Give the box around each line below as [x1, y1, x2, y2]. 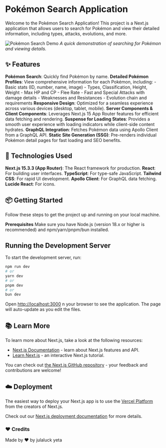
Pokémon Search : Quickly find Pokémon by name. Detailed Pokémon [5, 73, 149, 79]
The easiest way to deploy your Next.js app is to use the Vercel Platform [5, 398, 154, 404]
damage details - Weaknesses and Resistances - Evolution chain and [5, 94, 147, 100]
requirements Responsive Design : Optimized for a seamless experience [5, 100, 154, 106]
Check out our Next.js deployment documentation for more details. [5, 413, 143, 419]
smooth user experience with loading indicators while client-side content [5, 121, 155, 127]
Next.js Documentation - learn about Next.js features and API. [12, 347, 140, 353]
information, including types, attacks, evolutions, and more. [5, 30, 127, 36]
